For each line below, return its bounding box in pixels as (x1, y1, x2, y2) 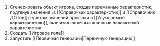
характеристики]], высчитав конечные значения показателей (9, 20, 139, 25)
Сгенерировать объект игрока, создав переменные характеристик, (9, 4, 153, 10)
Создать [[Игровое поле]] (9, 30, 64, 36)
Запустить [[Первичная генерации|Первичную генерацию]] (9, 35, 135, 41)
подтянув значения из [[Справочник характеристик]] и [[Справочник (9, 9, 156, 15)
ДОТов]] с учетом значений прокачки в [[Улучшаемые (9, 15, 125, 20)
